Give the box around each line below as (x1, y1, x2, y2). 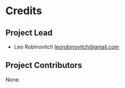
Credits (5, 4, 42, 18)
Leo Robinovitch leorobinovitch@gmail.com (13, 43, 120, 50)
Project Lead (5, 28, 53, 38)
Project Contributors (5, 60, 83, 70)
